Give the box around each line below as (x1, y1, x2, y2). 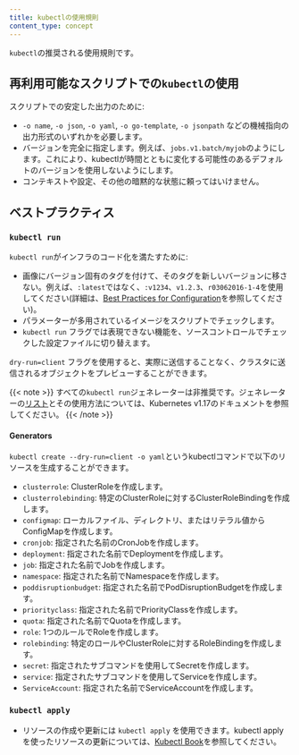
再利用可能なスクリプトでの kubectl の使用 (9, 75, 239, 90)
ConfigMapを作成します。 (21, 526, 118, 537)
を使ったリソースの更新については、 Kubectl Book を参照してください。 (21, 735, 282, 747)
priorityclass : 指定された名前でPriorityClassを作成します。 (21, 605, 243, 615)
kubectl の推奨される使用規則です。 (9, 47, 138, 58)
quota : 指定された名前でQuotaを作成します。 (21, 615, 187, 626)
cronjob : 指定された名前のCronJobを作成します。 (21, 538, 203, 548)
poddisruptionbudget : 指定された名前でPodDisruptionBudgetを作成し (21, 582, 276, 593)
